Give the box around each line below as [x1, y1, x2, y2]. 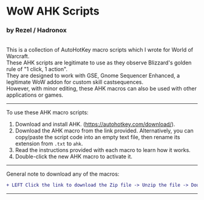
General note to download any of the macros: [6, 170, 120, 178]
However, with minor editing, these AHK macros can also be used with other [6, 85, 197, 92]
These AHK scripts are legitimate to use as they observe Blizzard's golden [6, 59, 192, 66]
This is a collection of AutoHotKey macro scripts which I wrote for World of [6, 46, 193, 53]
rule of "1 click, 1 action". [6, 66, 68, 73]
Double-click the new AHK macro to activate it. [15, 153, 132, 160]
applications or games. [6, 91, 64, 98]
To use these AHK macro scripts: [6, 109, 89, 116]
